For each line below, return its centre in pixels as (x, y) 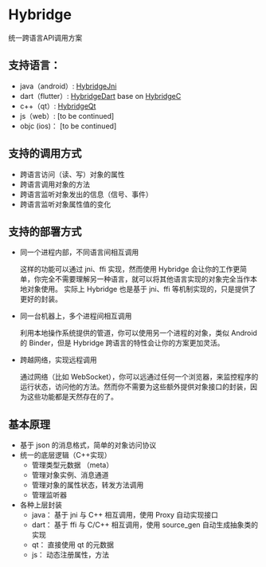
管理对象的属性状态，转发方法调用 (88, 485)
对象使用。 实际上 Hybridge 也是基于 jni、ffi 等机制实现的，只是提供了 (141, 289)
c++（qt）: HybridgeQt (58, 106)
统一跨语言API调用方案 (45, 37)
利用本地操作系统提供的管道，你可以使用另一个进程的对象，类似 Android (138, 333)
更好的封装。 (41, 299)
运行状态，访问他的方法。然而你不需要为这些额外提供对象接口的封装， (135, 387)
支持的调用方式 (45, 154)
